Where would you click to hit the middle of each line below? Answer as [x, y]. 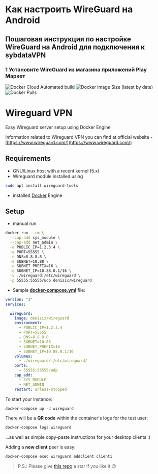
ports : [21, 366]
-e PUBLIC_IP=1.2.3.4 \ [35, 247]
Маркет [15, 76]
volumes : [24, 356]
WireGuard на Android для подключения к [75, 47]
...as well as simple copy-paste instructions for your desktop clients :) [78, 437]
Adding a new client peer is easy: [41, 447]
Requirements [28, 158]
